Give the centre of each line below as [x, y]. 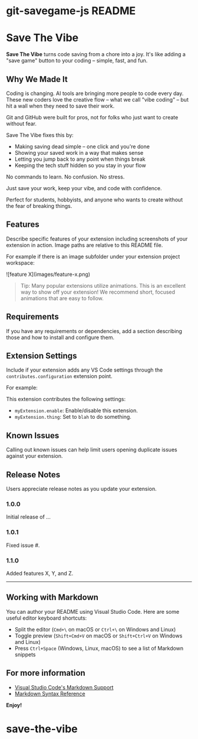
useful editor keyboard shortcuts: [47, 618]
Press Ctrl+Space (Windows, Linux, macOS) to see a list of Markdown [99, 648]
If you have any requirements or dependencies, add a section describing [94, 331]
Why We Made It [37, 79]
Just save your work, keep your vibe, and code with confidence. [84, 188]
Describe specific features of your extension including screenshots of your [97, 239]
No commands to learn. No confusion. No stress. [65, 177]
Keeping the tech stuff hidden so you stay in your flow [80, 165]
